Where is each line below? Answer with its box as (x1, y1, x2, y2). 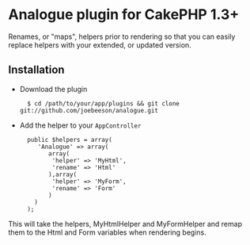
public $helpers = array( (27, 136, 112, 144)
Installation (8, 63, 65, 77)
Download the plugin (19, 84, 88, 94)
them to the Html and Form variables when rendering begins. (8, 228, 207, 237)
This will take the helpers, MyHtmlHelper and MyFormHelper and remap (8, 219, 243, 228)
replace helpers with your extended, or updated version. (8, 40, 191, 49)
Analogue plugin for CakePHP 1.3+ (8, 6, 240, 24)
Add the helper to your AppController (19, 121, 142, 130)
